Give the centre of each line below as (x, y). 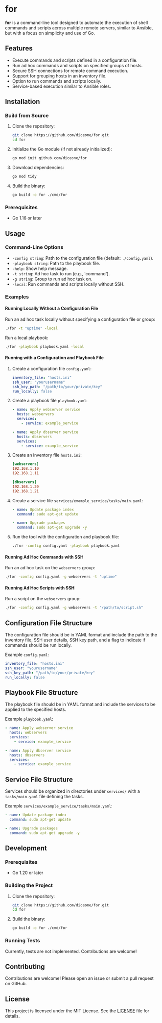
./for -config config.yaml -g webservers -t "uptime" (61, 577)
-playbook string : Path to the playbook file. (56, 263)
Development (26, 848)
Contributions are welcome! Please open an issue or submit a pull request (80, 978)
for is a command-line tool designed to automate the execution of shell (77, 23)
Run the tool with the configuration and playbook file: (66, 537)
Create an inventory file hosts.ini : (47, 455)
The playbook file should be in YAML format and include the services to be (80, 705)
